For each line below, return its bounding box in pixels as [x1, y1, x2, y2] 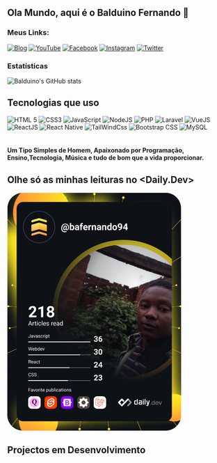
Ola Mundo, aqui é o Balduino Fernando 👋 [7, 7, 189, 19]
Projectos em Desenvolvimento [7, 444, 146, 456]
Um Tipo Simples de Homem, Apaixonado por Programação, [7, 146, 184, 155]
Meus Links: [7, 28, 50, 38]
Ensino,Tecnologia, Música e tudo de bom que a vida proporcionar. [7, 154, 204, 162]
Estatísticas [7, 61, 49, 70]
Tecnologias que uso [7, 97, 99, 109]
